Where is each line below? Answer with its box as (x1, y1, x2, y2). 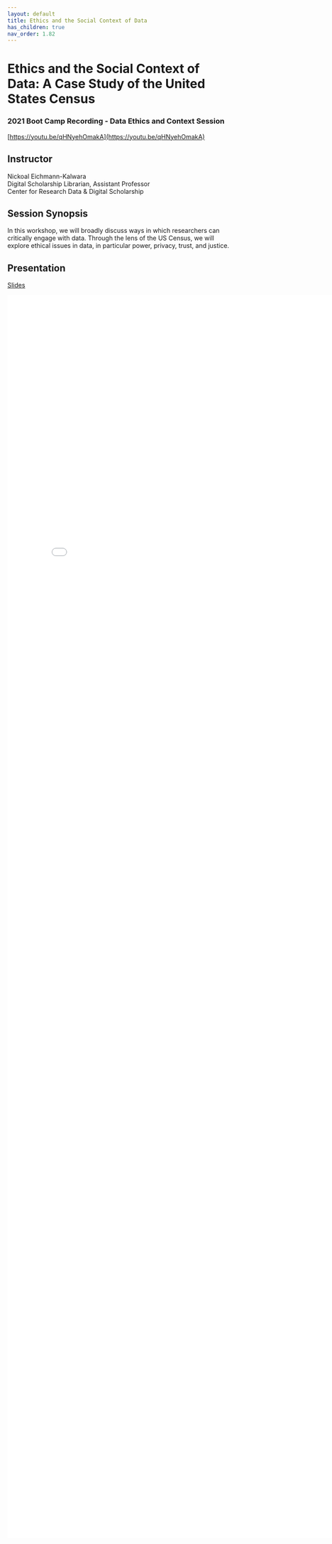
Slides (7, 281, 26, 290)
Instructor (7, 153, 53, 165)
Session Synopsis (7, 207, 89, 219)
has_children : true (7, 23, 65, 31)
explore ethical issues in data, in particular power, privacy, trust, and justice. (7, 241, 229, 250)
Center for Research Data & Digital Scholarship (7, 187, 144, 195)
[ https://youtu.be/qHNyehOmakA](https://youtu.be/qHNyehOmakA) (7, 132, 205, 141)
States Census (7, 91, 96, 107)
